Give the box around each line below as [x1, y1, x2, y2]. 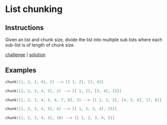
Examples [5, 66, 36, 74]
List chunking [5, 3, 63, 15]
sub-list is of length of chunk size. [5, 42, 75, 48]
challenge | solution [5, 51, 46, 57]
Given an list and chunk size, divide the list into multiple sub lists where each [5, 36, 163, 42]
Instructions [5, 23, 44, 32]
